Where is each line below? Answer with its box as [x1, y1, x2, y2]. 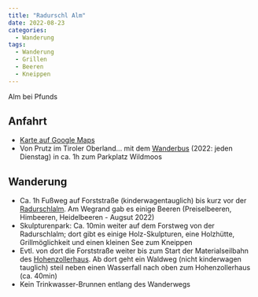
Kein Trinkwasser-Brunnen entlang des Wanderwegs [19, 280, 191, 289]
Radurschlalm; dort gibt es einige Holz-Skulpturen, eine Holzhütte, [19, 229, 235, 239]
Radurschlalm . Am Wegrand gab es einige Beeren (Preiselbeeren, [19, 204, 232, 213]
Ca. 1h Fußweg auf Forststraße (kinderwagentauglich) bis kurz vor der [19, 196, 247, 206]
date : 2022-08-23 [8, 19, 65, 27]
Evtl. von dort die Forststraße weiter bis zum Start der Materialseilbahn [19, 246, 249, 256]
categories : [8, 26, 47, 34]
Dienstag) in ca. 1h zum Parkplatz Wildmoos [19, 152, 163, 161]
